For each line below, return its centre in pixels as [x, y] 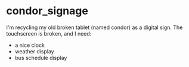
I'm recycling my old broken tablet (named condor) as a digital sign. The [94, 27]
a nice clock [30, 45]
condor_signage [47, 11]
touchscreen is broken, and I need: [49, 33]
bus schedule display [41, 58]
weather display [35, 51]
